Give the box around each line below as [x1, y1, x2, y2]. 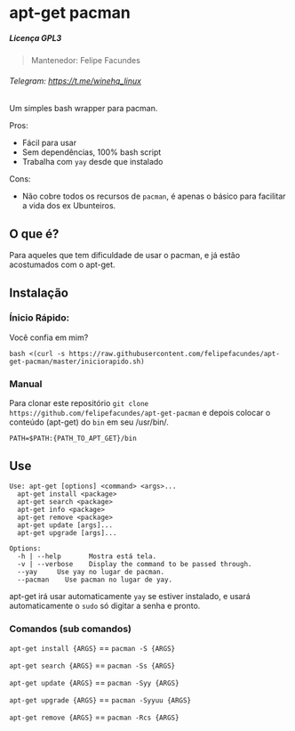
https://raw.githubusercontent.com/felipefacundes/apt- [68, 349, 280, 358]
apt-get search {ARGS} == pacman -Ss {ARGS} [9, 660, 176, 670]
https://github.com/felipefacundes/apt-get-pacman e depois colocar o [9, 408, 271, 418]
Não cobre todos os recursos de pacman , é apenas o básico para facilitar [21, 191, 286, 202]
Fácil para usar [21, 137, 77, 149]
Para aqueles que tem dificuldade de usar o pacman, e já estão [9, 250, 241, 261]
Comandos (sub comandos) [9, 622, 132, 635]
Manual [9, 378, 43, 390]
